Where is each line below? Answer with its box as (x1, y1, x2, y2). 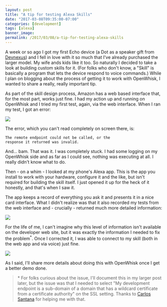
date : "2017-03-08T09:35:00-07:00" (5, 16, 79, 21)
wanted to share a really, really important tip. (5, 80, 97, 86)
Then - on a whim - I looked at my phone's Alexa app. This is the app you (5, 168, 156, 174)
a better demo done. (5, 265, 47, 271)
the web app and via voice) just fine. (5, 240, 80, 246)
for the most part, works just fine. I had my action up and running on (5, 95, 146, 101)
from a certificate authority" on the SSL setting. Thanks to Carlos (17, 290, 151, 296)
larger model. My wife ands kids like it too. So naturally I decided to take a (5, 59, 157, 65)
